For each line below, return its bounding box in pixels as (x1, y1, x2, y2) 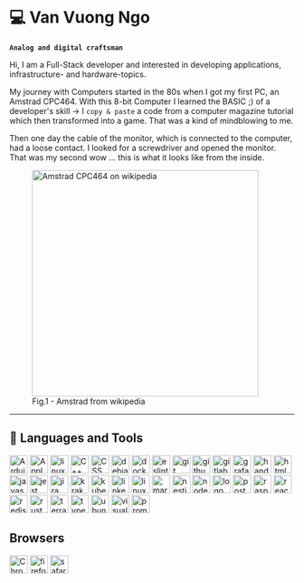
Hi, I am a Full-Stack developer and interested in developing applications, (9, 59, 282, 70)
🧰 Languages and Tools (9, 431, 144, 446)
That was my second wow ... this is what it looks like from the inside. (9, 151, 265, 163)
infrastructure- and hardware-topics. (9, 69, 147, 80)
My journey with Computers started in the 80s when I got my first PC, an (9, 86, 280, 97)
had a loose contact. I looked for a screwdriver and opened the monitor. (9, 142, 277, 153)
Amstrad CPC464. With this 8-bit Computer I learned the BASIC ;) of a (9, 96, 271, 107)
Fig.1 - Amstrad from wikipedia (32, 396, 146, 406)
